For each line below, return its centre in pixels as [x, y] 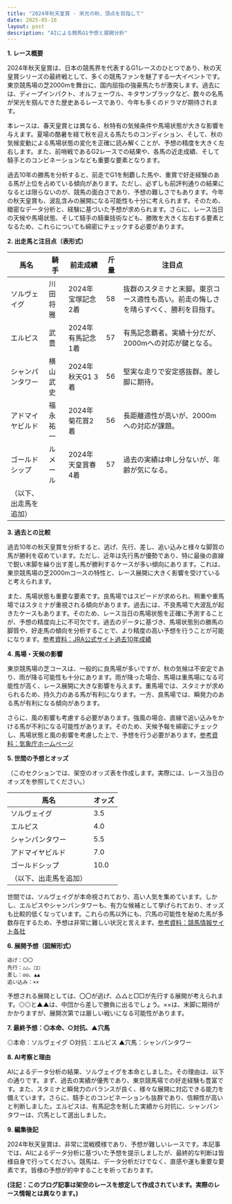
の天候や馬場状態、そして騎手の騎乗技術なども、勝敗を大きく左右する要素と [116, 218]
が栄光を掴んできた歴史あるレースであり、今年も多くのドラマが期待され [109, 102]
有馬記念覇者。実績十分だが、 [172, 333]
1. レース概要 [25, 53]
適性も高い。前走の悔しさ [178, 299]
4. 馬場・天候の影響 [35, 654]
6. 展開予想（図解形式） [41, 946]
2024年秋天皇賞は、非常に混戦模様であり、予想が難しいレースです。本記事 [114, 1144]
